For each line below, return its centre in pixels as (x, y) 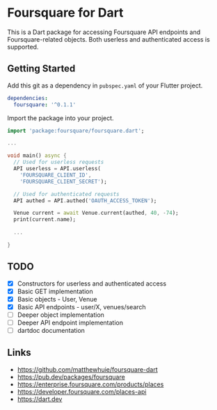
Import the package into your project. (61, 118)
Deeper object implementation (61, 315)
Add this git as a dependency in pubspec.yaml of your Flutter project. (105, 85)
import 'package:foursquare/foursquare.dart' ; (76, 131)
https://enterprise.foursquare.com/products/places (90, 384)
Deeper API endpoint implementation (70, 322)
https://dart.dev (40, 399)
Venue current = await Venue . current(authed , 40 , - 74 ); (96, 213)
